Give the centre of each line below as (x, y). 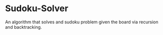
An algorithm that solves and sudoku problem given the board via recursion (82, 22)
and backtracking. (23, 27)
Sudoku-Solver (37, 9)
